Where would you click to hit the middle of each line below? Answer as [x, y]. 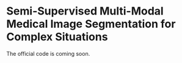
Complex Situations [57, 37]
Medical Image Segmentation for [91, 24]
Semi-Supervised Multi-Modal [85, 11]
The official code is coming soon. [48, 53]
